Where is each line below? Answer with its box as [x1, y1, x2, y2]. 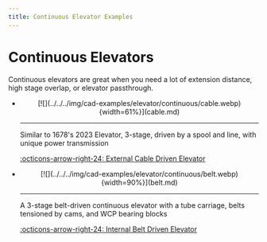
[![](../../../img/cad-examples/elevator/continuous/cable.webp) [37, 98, 242, 107]
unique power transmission [19, 138, 109, 147]
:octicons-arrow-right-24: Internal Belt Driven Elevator [19, 224, 197, 234]
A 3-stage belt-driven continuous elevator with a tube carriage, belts [19, 200, 245, 210]
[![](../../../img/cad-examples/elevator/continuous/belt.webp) [41, 169, 238, 178]
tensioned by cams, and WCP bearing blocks [19, 209, 168, 218]
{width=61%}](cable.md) [99, 107, 180, 116]
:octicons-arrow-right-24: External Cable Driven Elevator [19, 154, 206, 163]
